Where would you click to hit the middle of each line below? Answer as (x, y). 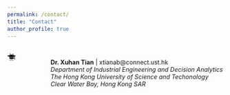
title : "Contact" (32, 22)
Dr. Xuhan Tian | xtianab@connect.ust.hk (109, 62)
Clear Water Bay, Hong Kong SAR (98, 84)
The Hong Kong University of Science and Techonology (129, 77)
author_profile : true (38, 29)
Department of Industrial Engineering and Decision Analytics (137, 70)
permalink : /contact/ (38, 14)
